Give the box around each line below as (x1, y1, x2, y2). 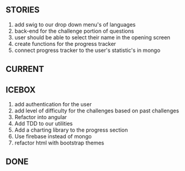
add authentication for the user (14, 101, 92, 108)
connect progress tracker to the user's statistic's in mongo (14, 47, 161, 54)
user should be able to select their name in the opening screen (14, 33, 170, 41)
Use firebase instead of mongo (14, 133, 92, 140)
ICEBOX (5, 85, 36, 95)
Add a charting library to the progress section (14, 126, 128, 134)
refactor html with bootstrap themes (14, 139, 105, 147)
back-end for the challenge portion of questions (14, 27, 134, 34)
